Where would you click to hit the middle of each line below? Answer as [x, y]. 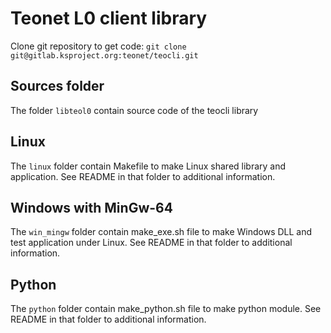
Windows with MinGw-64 [91, 207]
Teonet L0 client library [109, 18]
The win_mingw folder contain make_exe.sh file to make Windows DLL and [161, 232]
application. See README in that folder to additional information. [143, 176]
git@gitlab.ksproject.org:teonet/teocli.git [104, 55]
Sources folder [57, 86]
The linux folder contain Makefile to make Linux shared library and [148, 166]
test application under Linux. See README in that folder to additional [151, 243]
